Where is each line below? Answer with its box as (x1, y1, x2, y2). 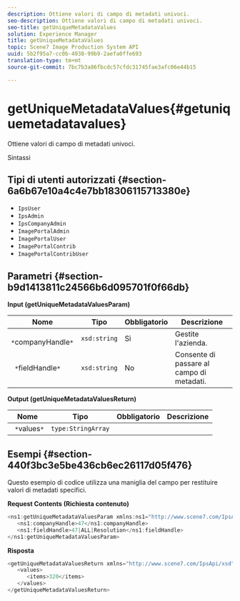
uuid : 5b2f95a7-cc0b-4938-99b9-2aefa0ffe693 (7, 51, 142, 58)
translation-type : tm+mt (7, 57, 81, 64)
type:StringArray (51, 425, 110, 433)
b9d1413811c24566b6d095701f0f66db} (7, 281, 190, 293)
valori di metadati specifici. (7, 486, 87, 494)
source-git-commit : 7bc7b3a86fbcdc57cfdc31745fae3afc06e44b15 (7, 64, 196, 71)
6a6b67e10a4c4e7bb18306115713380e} (7, 185, 191, 197)
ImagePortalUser (17, 236, 66, 243)
